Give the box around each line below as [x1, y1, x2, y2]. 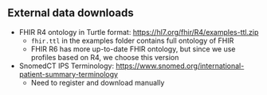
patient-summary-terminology [18, 69, 119, 78]
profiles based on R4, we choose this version [30, 52, 179, 62]
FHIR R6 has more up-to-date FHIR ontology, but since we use [30, 44, 236, 54]
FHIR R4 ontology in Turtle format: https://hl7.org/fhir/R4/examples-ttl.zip [18, 27, 259, 36]
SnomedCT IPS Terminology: [18, 61, 115, 70]
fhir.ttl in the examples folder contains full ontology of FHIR [30, 36, 234, 45]
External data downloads [7, 6, 134, 20]
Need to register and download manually [30, 78, 165, 87]
